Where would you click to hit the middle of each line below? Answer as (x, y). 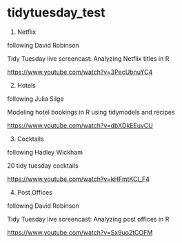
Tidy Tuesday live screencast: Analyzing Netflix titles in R (88, 58)
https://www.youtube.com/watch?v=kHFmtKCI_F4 (79, 179)
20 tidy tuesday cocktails (43, 165)
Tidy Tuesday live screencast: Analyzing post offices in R (88, 219)
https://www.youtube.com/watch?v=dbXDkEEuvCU (80, 125)
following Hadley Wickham (45, 152)
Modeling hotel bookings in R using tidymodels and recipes (91, 112)
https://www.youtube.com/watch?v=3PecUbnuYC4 (80, 72)
